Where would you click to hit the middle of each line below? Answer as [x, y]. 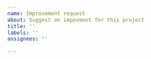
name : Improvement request [46, 13]
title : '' [22, 26]
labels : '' [23, 33]
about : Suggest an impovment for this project [76, 20]
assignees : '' [28, 39]
